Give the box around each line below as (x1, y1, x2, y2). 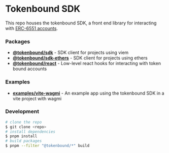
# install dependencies (5, 129, 56, 134)
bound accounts (12, 66, 47, 72)
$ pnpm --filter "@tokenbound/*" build (5, 143, 90, 148)
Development (5, 108, 40, 115)
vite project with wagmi (12, 95, 62, 102)
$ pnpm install (5, 134, 38, 139)
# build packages (5, 138, 42, 144)
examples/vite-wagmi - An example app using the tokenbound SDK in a (12, 90, 164, 96)
